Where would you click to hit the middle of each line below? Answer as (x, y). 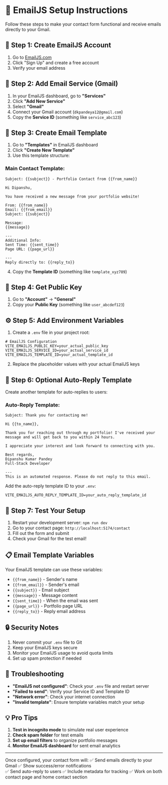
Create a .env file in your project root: (51, 332)
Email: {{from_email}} (29, 210)
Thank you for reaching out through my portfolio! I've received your (80, 433)
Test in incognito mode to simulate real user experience (70, 730)
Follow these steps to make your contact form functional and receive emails (83, 24)
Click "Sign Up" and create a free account (55, 63)
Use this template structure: (41, 155)
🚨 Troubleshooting (34, 674)
